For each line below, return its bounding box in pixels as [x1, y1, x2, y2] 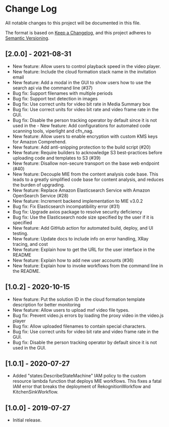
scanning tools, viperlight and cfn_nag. [12, 128, 94, 134]
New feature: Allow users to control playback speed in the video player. [12, 63, 161, 69]
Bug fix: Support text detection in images [12, 95, 98, 101]
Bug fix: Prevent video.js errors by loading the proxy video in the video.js [12, 312, 164, 318]
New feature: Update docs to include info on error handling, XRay [12, 235, 149, 241]
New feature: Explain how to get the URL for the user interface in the [12, 246, 155, 253]
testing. [12, 230, 29, 236]
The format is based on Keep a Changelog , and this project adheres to [5, 29, 151, 35]
